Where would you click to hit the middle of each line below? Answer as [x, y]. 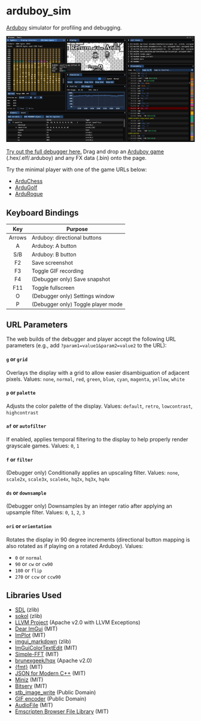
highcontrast [22, 413]
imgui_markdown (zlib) [43, 641]
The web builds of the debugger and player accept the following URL [91, 339]
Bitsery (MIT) [31, 686]
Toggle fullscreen [53, 287]
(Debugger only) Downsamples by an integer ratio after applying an [89, 506]
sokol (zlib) [28, 616]
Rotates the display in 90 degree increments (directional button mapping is [98, 540]
